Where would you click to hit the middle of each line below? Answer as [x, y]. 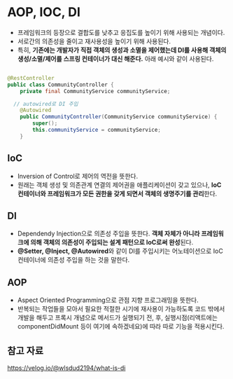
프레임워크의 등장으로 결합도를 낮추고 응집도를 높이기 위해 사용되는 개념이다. [121, 32]
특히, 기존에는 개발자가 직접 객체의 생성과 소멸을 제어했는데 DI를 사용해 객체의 [122, 50]
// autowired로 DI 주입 [46, 104]
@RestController [31, 78]
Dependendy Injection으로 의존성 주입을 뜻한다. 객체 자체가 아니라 [108, 234]
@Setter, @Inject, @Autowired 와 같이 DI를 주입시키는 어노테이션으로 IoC [120, 251]
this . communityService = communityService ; [97, 130]
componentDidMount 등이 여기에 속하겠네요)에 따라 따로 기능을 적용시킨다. [121, 326]
